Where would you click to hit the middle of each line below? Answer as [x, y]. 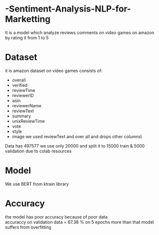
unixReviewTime [28, 121]
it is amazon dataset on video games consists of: [54, 71]
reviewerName [27, 105]
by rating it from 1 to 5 [27, 38]
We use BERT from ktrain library [37, 184]
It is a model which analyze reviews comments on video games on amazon [79, 32]
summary [22, 116]
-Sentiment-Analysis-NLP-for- [68, 9]
